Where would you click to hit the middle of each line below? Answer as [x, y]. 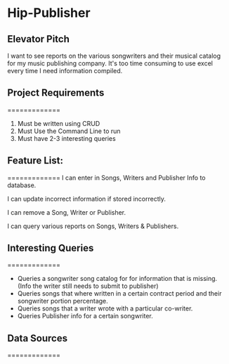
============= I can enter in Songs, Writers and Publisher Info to [106, 177]
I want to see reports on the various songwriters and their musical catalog [114, 56]
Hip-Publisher [49, 13]
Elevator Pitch [39, 39]
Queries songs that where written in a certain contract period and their [119, 294]
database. [22, 185]
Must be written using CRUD [59, 123]
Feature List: [35, 161]
